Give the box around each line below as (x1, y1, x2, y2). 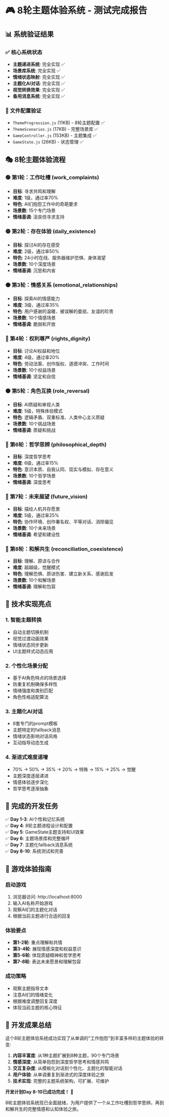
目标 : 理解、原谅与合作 (12, 558, 60, 564)
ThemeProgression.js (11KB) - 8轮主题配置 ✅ (12, 120, 105, 126)
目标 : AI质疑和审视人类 (12, 401, 60, 408)
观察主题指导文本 (12, 985, 49, 991)
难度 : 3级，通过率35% (12, 302, 60, 308)
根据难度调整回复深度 (12, 998, 58, 1004)
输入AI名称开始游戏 (12, 900, 53, 907)
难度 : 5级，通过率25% (12, 512, 60, 518)
